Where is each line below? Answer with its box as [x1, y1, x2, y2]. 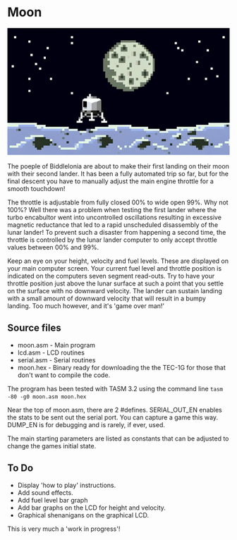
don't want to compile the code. [17, 371, 111, 379]
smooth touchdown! [7, 184, 66, 192]
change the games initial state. [7, 441, 97, 450]
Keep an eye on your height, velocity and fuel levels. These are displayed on [7, 257, 229, 265]
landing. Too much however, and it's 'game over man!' [7, 301, 165, 310]
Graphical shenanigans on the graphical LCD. [17, 510, 150, 519]
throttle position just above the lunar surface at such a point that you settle [7, 279, 224, 288]
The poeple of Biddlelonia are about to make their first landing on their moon [7, 161, 229, 170]
